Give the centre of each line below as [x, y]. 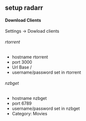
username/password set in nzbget [46, 108]
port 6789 [22, 103]
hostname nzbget [29, 98]
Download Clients [23, 20]
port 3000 [22, 62]
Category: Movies [30, 114]
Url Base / [22, 67]
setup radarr [24, 8]
